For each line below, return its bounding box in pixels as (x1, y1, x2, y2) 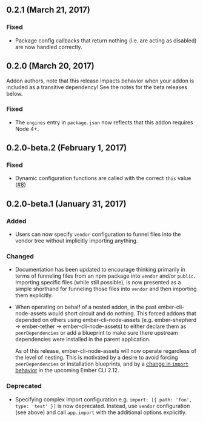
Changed (6, 252, 35, 261)
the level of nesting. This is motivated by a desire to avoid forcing (15, 354, 178, 361)
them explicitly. (15, 292, 53, 299)
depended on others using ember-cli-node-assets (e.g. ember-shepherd (15, 316, 197, 324)
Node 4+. (15, 125, 39, 132)
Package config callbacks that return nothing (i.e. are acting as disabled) (15, 36, 197, 44)
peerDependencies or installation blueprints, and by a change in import (15, 360, 189, 367)
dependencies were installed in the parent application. (15, 336, 151, 343)
